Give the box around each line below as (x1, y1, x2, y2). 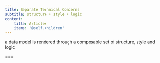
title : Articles (14, 21, 47, 26)
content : (5, 16, 23, 21)
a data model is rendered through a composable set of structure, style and (5, 39, 155, 45)
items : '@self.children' (14, 26, 65, 31)
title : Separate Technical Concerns (5, 7, 80, 12)
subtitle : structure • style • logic (5, 12, 82, 17)
